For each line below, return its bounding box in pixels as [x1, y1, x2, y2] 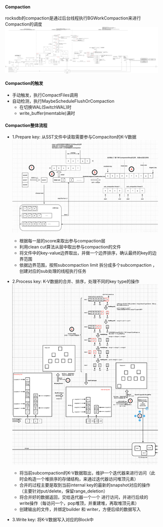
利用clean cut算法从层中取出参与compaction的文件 [19, 244, 121, 250]
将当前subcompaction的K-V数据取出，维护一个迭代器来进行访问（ [19, 470, 151, 476]
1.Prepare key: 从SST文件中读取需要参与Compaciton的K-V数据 [12, 134, 137, 140]
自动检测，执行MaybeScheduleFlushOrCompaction [12, 98, 115, 104]
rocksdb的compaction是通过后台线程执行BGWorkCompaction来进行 [5, 15, 141, 21]
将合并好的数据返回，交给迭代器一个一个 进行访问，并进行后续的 [19, 494, 148, 500]
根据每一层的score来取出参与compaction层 [19, 238, 106, 243]
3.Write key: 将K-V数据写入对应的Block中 [12, 516, 94, 522]
